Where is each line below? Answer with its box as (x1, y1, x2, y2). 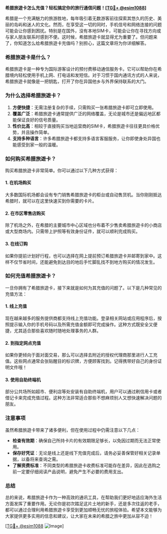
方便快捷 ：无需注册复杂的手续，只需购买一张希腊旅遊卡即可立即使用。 (12, 104, 157, 110)
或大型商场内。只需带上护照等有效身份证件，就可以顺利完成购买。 (5, 229, 140, 234)
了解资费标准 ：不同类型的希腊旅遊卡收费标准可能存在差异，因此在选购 (12, 462, 157, 468)
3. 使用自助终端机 (5, 377, 41, 382)
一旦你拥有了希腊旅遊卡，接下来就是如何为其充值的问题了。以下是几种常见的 (5, 285, 162, 291)
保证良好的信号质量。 (16, 117, 61, 123)
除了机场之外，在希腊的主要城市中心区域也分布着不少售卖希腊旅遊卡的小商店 (5, 222, 162, 228)
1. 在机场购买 (5, 180, 31, 186)
